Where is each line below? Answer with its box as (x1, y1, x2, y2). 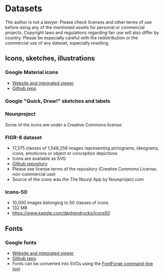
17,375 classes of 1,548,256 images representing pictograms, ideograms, (12, 145, 159, 151)
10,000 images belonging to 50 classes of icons (12, 200, 109, 206)
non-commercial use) (12, 171, 56, 177)
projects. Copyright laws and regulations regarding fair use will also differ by (5, 29, 159, 35)
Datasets (5, 3, 43, 14)
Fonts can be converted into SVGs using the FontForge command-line (12, 261, 153, 267)
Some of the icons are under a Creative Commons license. (5, 122, 123, 127)
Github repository (12, 161, 48, 167)
